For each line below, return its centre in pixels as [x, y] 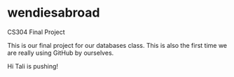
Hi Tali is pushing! [33, 66]
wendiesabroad [54, 13]
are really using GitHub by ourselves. [61, 53]
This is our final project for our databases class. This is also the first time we [117, 45]
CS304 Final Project [36, 32]
